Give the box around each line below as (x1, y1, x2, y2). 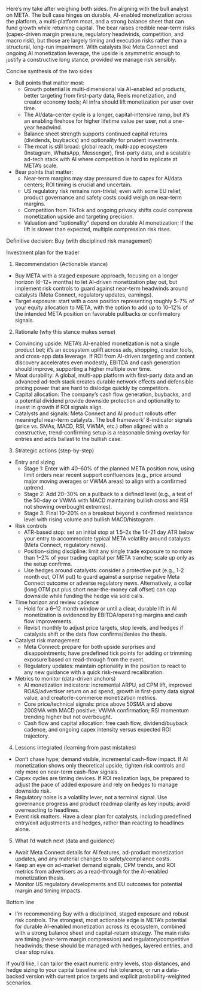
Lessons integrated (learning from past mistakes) (14, 744, 136, 751)
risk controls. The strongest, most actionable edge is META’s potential (14, 917, 187, 923)
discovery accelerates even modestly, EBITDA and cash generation (14, 359, 181, 366)
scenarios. (6, 979, 32, 986)
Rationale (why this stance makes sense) (14, 328, 116, 335)
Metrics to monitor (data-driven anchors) (14, 675, 116, 682)
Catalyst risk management (14, 637, 80, 643)
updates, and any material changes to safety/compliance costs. (14, 855, 172, 862)
